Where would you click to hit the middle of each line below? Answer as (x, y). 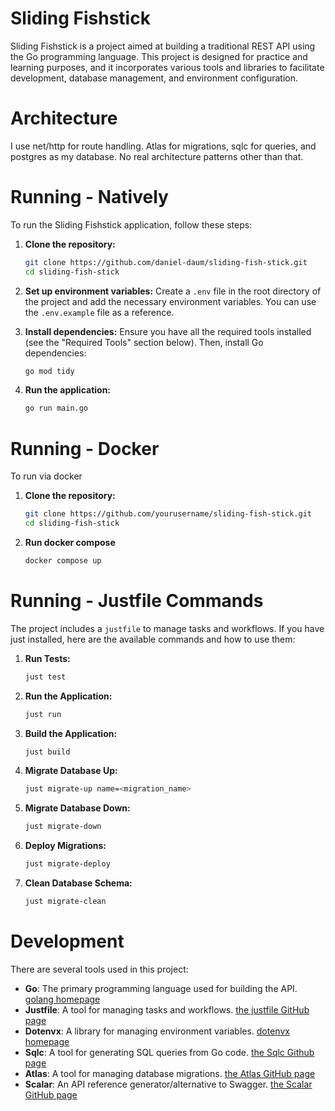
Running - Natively (89, 197)
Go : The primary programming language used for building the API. (161, 988)
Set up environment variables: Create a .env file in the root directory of (173, 291)
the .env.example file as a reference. (99, 312)
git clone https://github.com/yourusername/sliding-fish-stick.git (168, 514)
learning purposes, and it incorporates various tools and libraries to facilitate (167, 67)
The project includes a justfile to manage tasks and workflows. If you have (167, 628)
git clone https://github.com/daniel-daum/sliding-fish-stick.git (166, 262)
